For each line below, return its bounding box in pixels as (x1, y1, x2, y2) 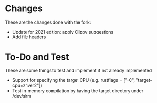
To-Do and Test (5, 51, 69, 63)
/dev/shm (12, 93, 32, 99)
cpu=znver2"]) (12, 82, 43, 88)
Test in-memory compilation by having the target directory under (12, 87, 144, 94)
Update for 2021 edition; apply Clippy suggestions (12, 29, 114, 34)
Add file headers (12, 34, 46, 40)
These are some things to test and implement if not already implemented (5, 68, 152, 73)
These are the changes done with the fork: (5, 19, 91, 25)
